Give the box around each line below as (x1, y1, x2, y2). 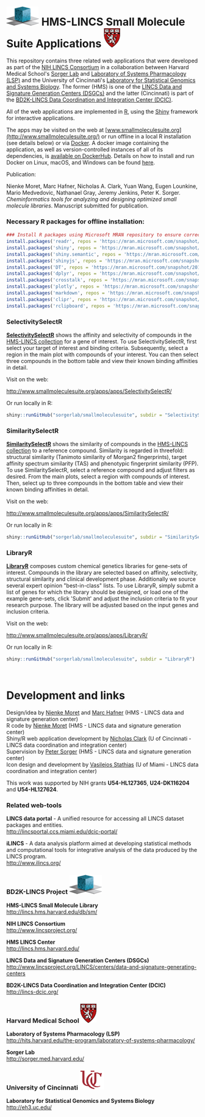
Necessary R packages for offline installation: (6, 217, 145, 226)
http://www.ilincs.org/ (6, 859, 61, 867)
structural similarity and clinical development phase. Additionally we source (6, 575, 196, 583)
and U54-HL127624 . (6, 786, 59, 793)
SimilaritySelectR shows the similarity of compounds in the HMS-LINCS (6, 441, 188, 448)
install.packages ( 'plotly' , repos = (6, 283, 99, 290)
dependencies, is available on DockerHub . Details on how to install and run (6, 152, 195, 159)
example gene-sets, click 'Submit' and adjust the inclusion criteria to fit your (6, 595, 198, 602)
